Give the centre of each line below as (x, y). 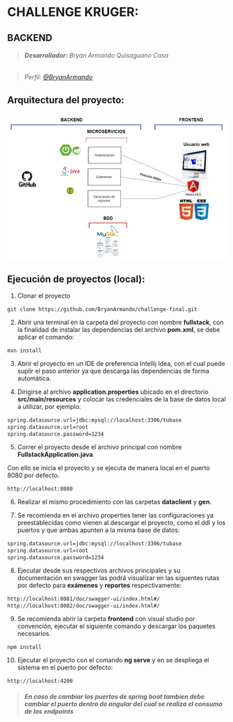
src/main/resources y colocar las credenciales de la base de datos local (121, 399)
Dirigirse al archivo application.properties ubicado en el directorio (113, 392)
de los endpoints (49, 711)
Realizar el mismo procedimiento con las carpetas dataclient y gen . (114, 502)
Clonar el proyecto (44, 296)
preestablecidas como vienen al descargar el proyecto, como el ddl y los (121, 523)
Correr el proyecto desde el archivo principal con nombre (99, 447)
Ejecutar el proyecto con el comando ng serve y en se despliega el (113, 660)
